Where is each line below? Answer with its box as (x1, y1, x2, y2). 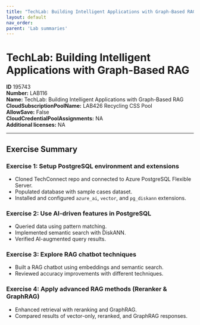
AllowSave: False (6, 108, 49, 116)
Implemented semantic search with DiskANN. (14, 229, 126, 236)
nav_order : (6, 20, 33, 26)
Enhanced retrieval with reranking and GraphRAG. (14, 306, 137, 313)
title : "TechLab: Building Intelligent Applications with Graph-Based (6, 8, 185, 15)
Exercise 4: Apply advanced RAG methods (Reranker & (6, 285, 168, 293)
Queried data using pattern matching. (14, 223, 107, 230)
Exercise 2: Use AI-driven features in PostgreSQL (6, 209, 152, 217)
